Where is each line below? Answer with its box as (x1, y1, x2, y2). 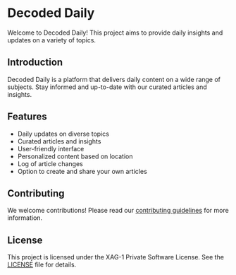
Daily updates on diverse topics (17, 129, 109, 138)
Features (7, 111, 47, 123)
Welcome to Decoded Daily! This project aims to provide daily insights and (7, 28, 223, 37)
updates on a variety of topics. (7, 35, 97, 44)
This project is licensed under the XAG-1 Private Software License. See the (7, 253, 224, 262)
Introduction (7, 57, 63, 69)
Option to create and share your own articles (17, 167, 148, 175)
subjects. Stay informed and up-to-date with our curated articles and (7, 83, 208, 91)
